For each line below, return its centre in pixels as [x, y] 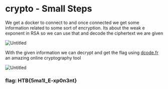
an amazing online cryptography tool [43, 57]
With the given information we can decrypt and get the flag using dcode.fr [82, 52]
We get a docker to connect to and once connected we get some [72, 22]
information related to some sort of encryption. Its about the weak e [75, 27]
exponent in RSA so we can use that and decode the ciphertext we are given [84, 33]
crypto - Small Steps [49, 9]
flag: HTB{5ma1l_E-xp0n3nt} [41, 80]
